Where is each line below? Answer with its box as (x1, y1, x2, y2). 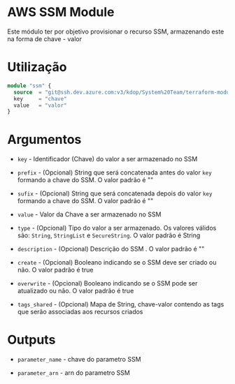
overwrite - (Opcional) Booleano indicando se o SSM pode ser (17, 279, 198, 288)
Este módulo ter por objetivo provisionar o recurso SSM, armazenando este (7, 27, 225, 36)
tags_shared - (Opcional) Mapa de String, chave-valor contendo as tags (17, 300, 225, 309)
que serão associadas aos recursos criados (17, 308, 143, 316)
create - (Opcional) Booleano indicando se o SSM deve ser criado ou (17, 258, 217, 267)
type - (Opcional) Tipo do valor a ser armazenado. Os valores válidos (17, 224, 217, 232)
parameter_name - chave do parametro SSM (17, 355, 141, 364)
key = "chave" (13, 95, 68, 102)
